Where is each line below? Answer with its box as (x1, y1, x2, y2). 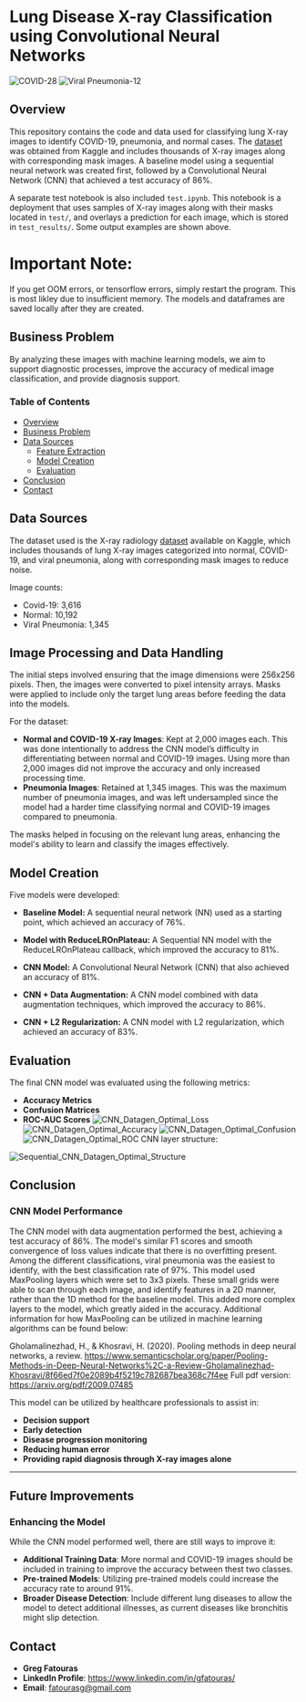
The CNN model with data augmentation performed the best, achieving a (9, 1226, 283, 1237)
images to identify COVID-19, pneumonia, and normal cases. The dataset (9, 135, 283, 147)
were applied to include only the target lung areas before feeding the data (9, 689, 287, 700)
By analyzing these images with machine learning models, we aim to (9, 353, 266, 364)
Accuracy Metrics (22, 1095, 93, 1106)
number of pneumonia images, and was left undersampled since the (22, 792, 280, 803)
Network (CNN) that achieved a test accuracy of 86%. (9, 174, 213, 185)
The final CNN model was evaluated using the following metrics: (9, 1077, 250, 1088)
